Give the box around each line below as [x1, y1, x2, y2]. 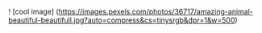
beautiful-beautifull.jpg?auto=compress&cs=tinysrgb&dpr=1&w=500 [8, 15, 235, 25]
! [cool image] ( [8, 7, 59, 16]
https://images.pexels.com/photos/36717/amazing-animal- [58, 7, 254, 16]
